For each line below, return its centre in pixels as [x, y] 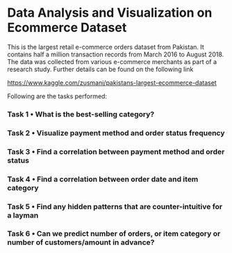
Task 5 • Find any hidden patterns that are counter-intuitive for [115, 206]
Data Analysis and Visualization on [110, 13]
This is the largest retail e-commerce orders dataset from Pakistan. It [106, 47]
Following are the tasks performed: [57, 96]
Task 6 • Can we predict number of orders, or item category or [114, 233]
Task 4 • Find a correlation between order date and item [103, 179]
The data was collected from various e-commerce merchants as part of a [112, 61]
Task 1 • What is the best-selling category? [81, 114]
